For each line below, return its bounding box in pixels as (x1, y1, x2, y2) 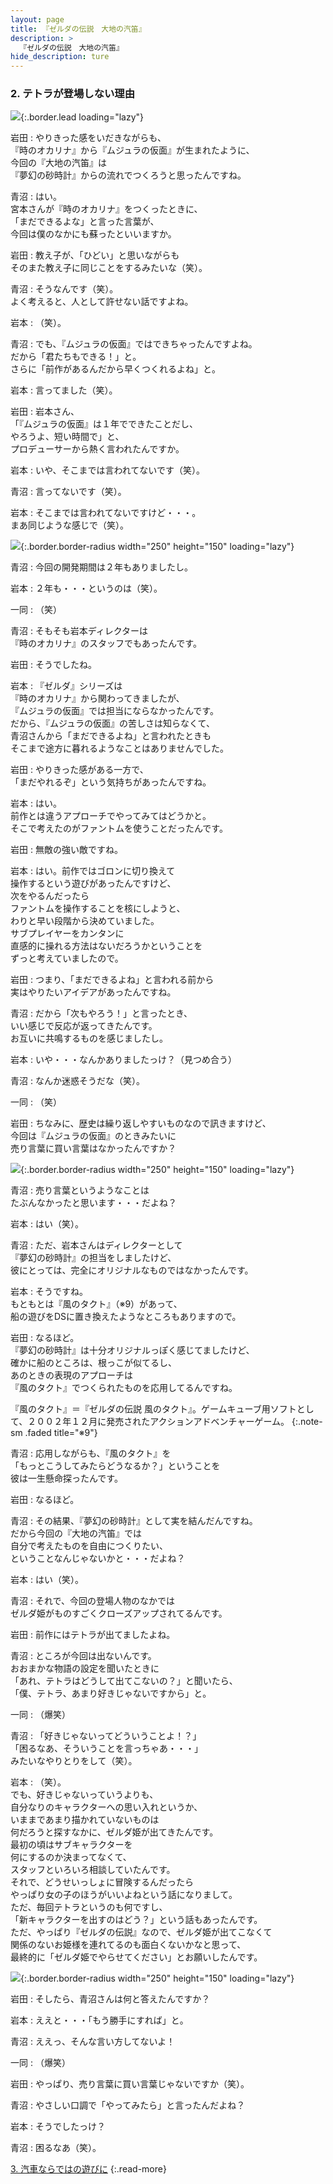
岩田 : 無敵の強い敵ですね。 (10, 844, 123, 856)
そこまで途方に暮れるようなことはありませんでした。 (10, 742, 229, 755)
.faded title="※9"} (24, 1427, 98, 1439)
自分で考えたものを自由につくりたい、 (10, 1540, 168, 1552)
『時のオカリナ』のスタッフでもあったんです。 (10, 637, 202, 650)
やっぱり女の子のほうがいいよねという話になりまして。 (10, 1889, 238, 1901)
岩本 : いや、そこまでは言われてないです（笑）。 (10, 464, 205, 476)
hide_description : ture (10, 52, 110, 62)
